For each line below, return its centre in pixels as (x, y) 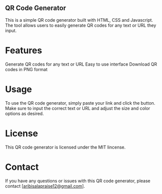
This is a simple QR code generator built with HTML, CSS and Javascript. (79, 20)
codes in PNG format (26, 69)
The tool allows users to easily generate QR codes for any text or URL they (81, 25)
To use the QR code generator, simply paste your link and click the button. (80, 103)
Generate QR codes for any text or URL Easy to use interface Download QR (81, 64)
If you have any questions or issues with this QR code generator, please (78, 181)
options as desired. (25, 114)
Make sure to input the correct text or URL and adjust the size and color (78, 108)
